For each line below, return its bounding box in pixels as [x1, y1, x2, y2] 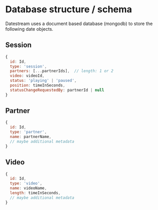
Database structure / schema [5, 4, 132, 15]
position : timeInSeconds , [10, 83, 66, 88]
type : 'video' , [10, 181, 43, 186]
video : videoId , [10, 73, 45, 79]
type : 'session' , [10, 64, 47, 69]
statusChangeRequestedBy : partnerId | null [10, 87, 104, 92]
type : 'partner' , [10, 129, 47, 135]
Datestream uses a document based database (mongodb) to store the [5, 20, 153, 27]
